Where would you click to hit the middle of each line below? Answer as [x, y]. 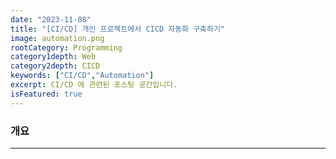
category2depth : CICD [55, 66]
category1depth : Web [53, 57]
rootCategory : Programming [66, 47]
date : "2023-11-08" [51, 19]
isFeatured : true [46, 94]
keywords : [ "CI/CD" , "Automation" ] [82, 76]
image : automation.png [57, 38]
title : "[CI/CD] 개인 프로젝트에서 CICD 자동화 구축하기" [118, 29]
